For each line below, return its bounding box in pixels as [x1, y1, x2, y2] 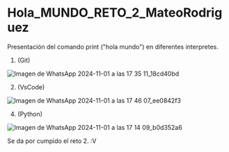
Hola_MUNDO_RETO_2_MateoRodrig [7, 5, 223, 21]
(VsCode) [17, 83, 45, 91]
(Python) [17, 110, 43, 118]
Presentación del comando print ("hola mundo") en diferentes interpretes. [7, 42, 219, 51]
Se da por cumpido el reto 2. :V [7, 137, 97, 145]
